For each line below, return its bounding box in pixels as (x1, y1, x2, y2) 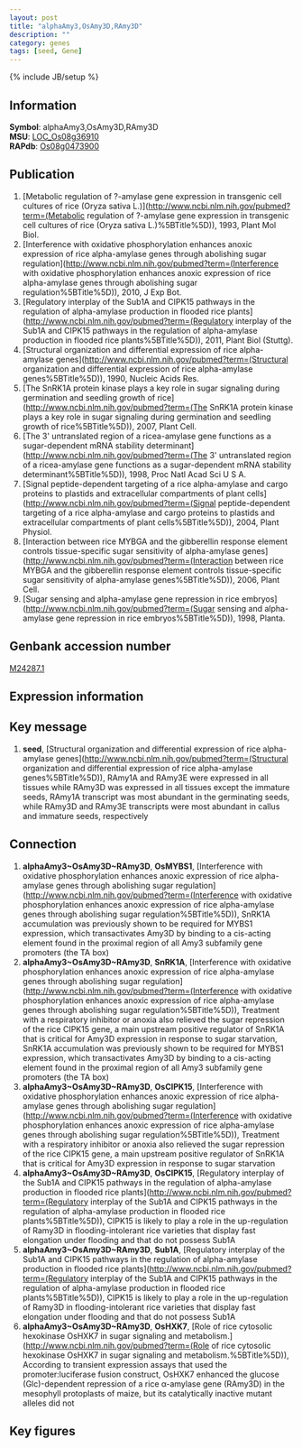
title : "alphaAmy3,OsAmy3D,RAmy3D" (9, 22, 143, 31)
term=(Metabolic (22, 209, 86, 221)
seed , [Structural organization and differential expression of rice (22, 743, 261, 754)
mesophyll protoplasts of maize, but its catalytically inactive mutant (22, 1388, 273, 1398)
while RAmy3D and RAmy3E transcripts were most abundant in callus (22, 800, 280, 812)
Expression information (9, 688, 144, 704)
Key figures (9, 1423, 76, 1439)
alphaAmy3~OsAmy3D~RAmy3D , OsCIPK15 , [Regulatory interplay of (22, 1167, 285, 1178)
